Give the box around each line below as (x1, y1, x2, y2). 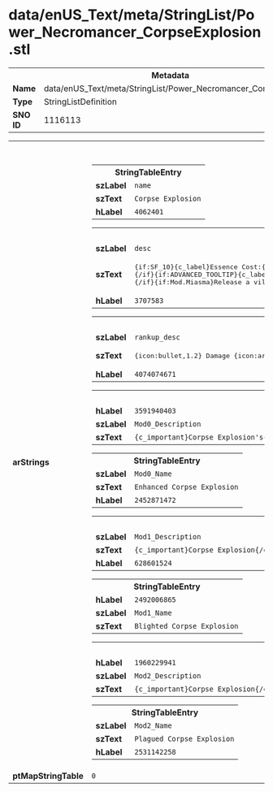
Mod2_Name (133, 721, 172, 730)
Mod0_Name (133, 469, 172, 478)
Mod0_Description (133, 419, 201, 428)
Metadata (151, 69, 189, 80)
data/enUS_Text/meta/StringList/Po (8, 6, 255, 24)
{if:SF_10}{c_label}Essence (133, 262, 238, 271)
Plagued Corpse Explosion (133, 734, 235, 743)
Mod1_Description (133, 532, 201, 541)
